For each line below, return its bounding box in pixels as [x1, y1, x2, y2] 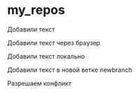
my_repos [7, 2, 65, 18]
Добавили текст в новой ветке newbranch [7, 65, 133, 74]
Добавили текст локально [7, 52, 85, 61]
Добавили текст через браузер [7, 38, 101, 47]
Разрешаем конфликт [7, 79, 72, 87]
